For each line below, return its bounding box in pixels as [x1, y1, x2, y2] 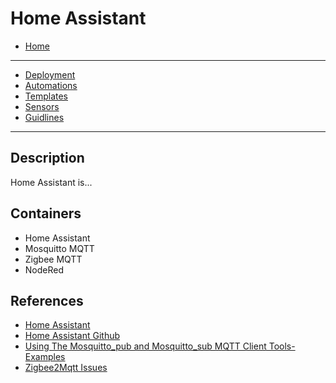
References [10, 292, 84, 309]
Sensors [24, 100, 60, 112]
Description [10, 150, 85, 167]
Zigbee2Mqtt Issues [24, 362, 108, 374]
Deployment [24, 68, 76, 81]
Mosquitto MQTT [24, 242, 95, 254]
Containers [10, 205, 82, 222]
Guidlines [24, 111, 65, 123]
